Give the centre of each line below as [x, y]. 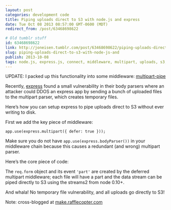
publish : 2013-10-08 [27, 57]
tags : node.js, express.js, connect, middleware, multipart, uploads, [82, 62]
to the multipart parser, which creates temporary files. [62, 97]
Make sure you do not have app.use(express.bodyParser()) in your [75, 141]
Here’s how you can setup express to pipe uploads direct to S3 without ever [85, 107]
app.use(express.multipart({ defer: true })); [55, 132]
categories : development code [37, 15]
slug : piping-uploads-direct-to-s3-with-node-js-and [62, 52]
